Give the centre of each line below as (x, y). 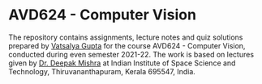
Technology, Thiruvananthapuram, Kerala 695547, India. (102, 71)
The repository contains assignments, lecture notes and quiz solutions (126, 37)
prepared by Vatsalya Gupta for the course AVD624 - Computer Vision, (127, 45)
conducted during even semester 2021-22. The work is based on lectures (131, 54)
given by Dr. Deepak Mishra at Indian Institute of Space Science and (122, 63)
